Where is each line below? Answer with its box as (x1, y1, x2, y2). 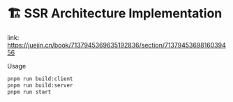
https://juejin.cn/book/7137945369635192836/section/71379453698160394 (7, 41, 227, 49)
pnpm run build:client (7, 75, 73, 82)
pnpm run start (7, 88, 52, 95)
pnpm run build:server (7, 82, 73, 89)
